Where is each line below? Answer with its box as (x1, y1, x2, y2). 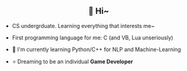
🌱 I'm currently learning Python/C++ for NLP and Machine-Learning (11, 46, 182, 53)
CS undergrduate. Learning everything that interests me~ (11, 22, 156, 29)
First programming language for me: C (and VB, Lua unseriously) (11, 34, 174, 41)
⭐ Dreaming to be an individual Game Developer (11, 58, 133, 65)
